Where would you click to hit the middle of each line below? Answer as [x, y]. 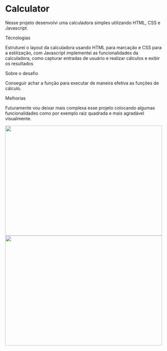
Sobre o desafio [22, 73]
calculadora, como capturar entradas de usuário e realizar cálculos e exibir [83, 58]
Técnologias [18, 38]
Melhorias [16, 98]
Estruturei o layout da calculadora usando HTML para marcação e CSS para [83, 47]
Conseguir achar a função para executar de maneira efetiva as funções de [82, 83]
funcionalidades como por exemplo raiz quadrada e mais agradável [75, 113]
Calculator [27, 9]
